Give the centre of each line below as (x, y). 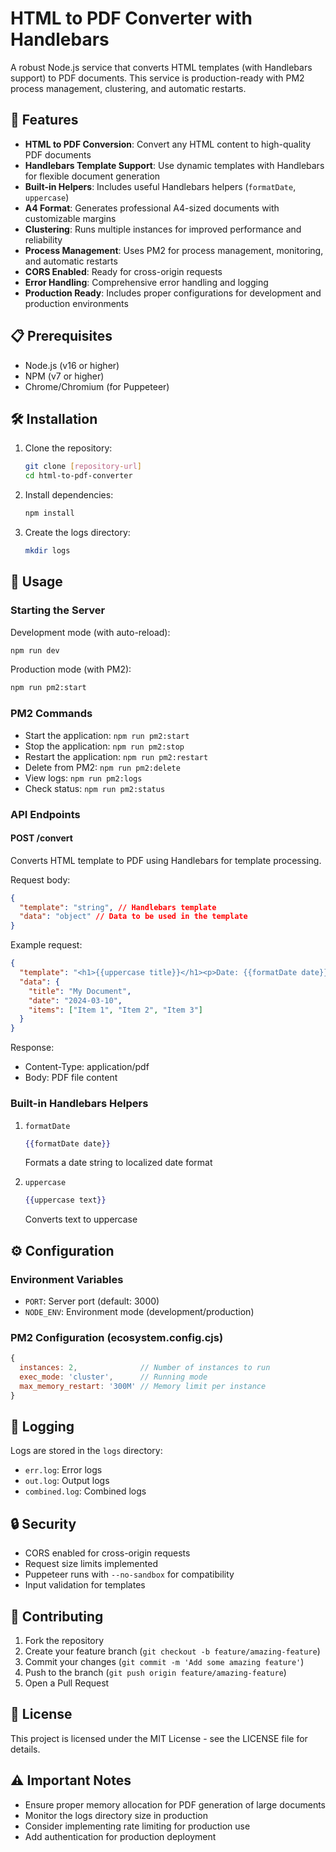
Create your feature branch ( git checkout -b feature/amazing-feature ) (172, 1651)
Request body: (40, 879)
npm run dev (35, 650)
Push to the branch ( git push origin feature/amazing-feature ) (155, 1673)
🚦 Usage (36, 582)
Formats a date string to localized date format (118, 1163)
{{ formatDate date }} (67, 1143)
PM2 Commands (51, 714)
